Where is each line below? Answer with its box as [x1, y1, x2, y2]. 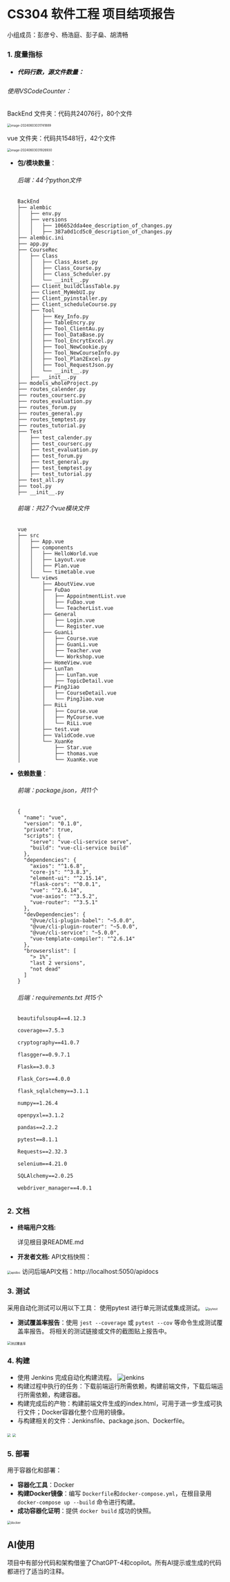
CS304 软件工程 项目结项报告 [7, 6, 175, 22]
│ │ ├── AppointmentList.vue [17, 593, 126, 600]
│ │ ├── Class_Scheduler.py [17, 271, 111, 278]
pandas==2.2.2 [17, 1124, 58, 1131]
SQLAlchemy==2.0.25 [17, 1173, 74, 1180]
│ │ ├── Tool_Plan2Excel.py [17, 355, 111, 362]
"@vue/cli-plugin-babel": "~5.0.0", [30, 917, 135, 924]
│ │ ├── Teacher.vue [17, 647, 102, 654]
